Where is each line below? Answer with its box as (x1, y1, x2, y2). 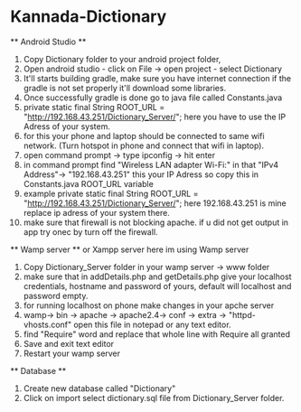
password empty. (23, 290, 89, 301)
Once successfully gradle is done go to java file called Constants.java (23, 92, 283, 103)
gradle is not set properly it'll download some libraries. (23, 82, 227, 93)
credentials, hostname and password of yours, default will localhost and (23, 280, 292, 291)
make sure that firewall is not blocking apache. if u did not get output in (23, 217, 288, 228)
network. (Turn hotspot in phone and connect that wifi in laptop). (23, 140, 265, 151)
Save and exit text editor (23, 338, 115, 349)
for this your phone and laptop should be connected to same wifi (23, 130, 265, 141)
